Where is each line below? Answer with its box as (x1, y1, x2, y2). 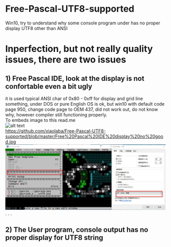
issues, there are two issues (5, 54, 126, 66)
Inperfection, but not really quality (5, 43, 153, 55)
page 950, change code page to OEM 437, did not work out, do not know (5, 106, 158, 112)
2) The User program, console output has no (5, 225, 149, 234)
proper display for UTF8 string (5, 233, 103, 242)
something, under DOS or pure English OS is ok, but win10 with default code (5, 101, 165, 107)
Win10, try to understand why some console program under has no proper (5, 20, 160, 26)
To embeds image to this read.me (5, 117, 76, 123)
